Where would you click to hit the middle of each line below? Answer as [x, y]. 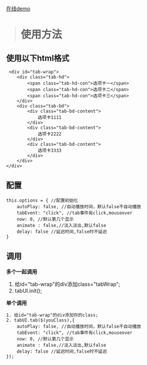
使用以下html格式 [38, 58]
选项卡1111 [49, 118]
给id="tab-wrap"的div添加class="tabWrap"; [67, 284]
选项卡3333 [49, 150]
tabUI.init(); [28, 290]
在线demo [18, 9]
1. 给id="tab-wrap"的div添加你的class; [52, 315]
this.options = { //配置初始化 [42, 200]
